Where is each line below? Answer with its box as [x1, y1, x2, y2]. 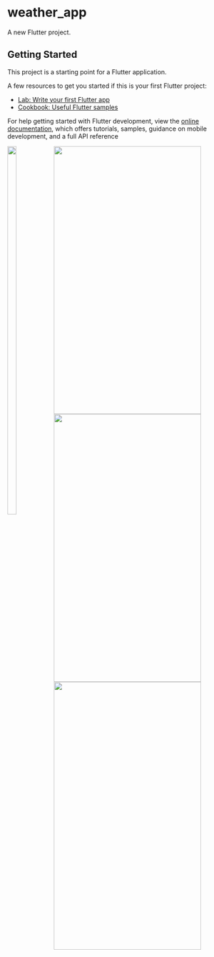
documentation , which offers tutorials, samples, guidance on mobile [7, 124, 207, 133]
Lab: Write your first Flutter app [17, 95, 111, 104]
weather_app [7, 4, 87, 21]
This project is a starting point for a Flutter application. [7, 67, 167, 76]
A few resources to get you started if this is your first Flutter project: [7, 81, 207, 90]
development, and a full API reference [7, 131, 119, 140]
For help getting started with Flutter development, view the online [7, 116, 200, 125]
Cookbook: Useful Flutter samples [17, 103, 118, 111]
